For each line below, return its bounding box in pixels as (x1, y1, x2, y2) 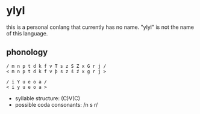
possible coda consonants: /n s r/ (14, 101, 98, 108)
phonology (6, 47, 48, 58)
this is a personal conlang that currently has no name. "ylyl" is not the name (6, 23, 195, 31)
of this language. (6, 29, 48, 37)
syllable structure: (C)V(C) (14, 94, 80, 102)
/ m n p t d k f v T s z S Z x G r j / (6, 63, 107, 69)
